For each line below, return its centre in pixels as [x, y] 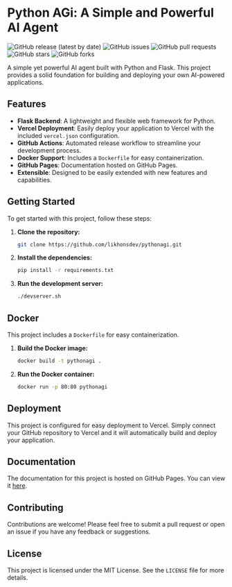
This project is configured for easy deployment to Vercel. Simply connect [111, 425]
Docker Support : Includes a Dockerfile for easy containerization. [110, 158]
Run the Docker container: [56, 374]
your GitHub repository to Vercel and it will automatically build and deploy [112, 432]
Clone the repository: [48, 232]
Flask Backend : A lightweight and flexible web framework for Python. [116, 121]
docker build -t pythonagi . [59, 361]
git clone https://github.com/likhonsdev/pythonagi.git [99, 244]
